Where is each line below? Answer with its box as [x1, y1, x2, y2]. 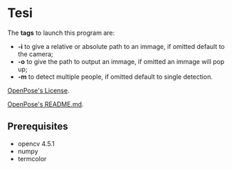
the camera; [17, 50, 53, 58]
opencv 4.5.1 [17, 139, 55, 148]
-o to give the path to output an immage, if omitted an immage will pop [17, 57, 225, 65]
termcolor [17, 154, 47, 163]
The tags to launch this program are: [7, 28, 115, 37]
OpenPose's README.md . [7, 99, 84, 108]
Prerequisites [7, 121, 68, 133]
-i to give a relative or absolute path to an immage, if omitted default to [17, 42, 226, 50]
